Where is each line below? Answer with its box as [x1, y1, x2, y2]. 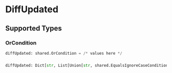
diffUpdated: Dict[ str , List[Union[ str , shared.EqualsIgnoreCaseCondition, [5, 63, 170, 68]
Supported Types [5, 24, 62, 33]
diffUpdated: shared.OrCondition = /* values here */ [5, 51, 123, 56]
